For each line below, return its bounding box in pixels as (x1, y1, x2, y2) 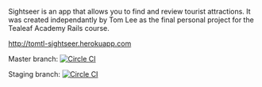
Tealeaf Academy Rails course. (8, 24, 110, 32)
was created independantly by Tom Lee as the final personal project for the (8, 15, 254, 25)
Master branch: (8, 55, 58, 63)
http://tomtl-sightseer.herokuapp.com (8, 39, 132, 48)
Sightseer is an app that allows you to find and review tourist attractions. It (8, 7, 252, 16)
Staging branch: (8, 70, 61, 78)
